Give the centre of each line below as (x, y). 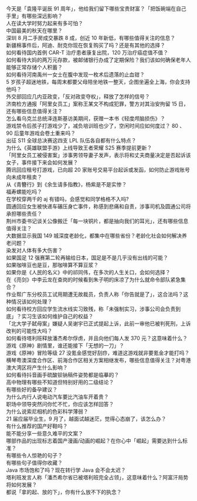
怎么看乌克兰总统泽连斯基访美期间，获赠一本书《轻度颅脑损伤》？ (86, 118)
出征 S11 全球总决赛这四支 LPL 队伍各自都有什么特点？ (71, 140)
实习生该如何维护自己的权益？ (57, 316)
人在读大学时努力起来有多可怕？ (45, 23)
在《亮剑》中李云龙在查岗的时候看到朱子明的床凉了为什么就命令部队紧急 (93, 280)
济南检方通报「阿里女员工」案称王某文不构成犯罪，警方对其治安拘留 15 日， (97, 104)
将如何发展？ (21, 485)
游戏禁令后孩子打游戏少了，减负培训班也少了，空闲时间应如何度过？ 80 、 (96, 126)
